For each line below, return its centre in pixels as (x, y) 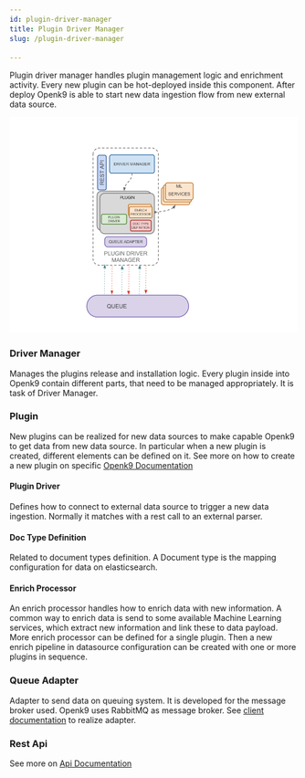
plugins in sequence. (49, 657)
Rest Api (29, 743)
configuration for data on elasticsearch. (84, 567)
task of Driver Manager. (54, 393)
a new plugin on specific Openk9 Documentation (101, 465)
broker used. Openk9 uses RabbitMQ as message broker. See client (137, 710)
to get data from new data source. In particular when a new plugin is (138, 446)
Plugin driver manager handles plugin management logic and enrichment (146, 75)
